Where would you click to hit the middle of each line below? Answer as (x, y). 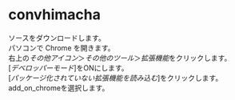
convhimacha (55, 15)
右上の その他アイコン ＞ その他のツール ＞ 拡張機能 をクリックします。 (120, 58)
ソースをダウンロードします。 (57, 38)
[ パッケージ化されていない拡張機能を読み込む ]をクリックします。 (116, 78)
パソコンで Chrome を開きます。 (62, 48)
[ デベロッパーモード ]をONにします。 (69, 68)
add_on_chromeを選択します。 (59, 88)
